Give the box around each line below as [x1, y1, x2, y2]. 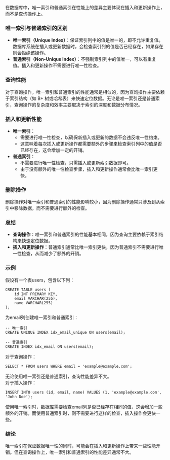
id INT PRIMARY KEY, [14, 291, 58, 297]
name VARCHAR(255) [14, 300, 53, 305]
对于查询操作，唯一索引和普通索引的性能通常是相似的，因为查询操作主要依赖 [5, 89, 165, 95]
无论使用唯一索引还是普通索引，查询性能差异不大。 [5, 373, 112, 379]
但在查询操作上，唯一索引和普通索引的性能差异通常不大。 [14, 449, 134, 455]
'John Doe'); [5, 394, 33, 399]
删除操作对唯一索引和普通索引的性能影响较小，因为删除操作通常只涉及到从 [5, 199, 160, 205]
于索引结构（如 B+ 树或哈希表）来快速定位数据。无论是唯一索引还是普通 [5, 95, 156, 101]
